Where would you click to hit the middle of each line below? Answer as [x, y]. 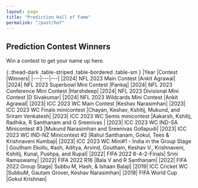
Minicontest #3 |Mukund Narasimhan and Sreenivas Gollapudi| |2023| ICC [97, 129]
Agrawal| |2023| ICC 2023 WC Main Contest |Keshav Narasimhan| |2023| [96, 103]
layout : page [22, 12]
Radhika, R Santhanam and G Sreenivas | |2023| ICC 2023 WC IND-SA [92, 122]
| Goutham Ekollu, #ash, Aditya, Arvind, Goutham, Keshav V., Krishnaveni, [95, 148]
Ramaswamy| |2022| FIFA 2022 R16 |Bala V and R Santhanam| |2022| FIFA [97, 160]
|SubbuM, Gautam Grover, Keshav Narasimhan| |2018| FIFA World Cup [92, 173]
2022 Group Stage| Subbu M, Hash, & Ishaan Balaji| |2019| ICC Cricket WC [97, 167]
